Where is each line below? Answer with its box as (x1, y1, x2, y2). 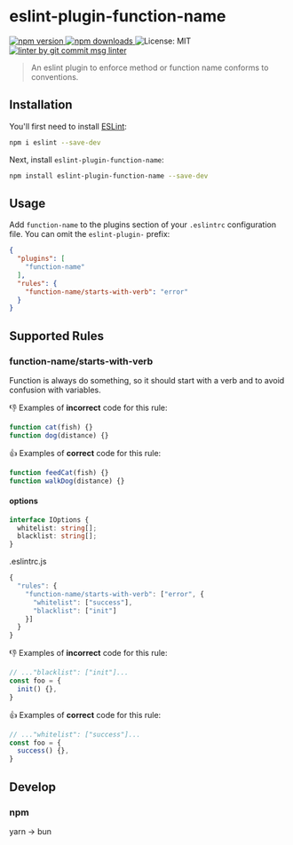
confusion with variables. (9, 384, 102, 395)
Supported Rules (9, 328, 105, 344)
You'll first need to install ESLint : (9, 121, 127, 131)
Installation (9, 98, 73, 113)
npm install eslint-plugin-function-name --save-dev (9, 171, 209, 180)
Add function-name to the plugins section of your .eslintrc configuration (9, 219, 277, 230)
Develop (9, 779, 56, 794)
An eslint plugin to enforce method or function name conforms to (30, 62, 269, 73)
